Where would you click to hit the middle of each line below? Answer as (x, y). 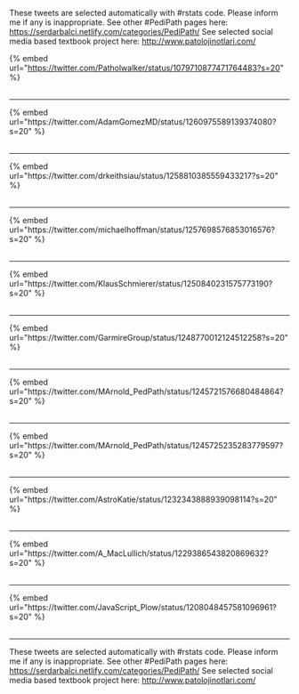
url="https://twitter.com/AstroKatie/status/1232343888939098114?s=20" (143, 499)
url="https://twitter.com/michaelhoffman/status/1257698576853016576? (142, 230)
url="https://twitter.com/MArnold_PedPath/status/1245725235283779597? (146, 445)
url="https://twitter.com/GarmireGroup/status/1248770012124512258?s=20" (149, 338)
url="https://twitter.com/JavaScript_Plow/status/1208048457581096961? (143, 607)
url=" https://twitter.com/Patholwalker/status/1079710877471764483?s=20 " (147, 68)
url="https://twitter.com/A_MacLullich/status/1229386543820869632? (139, 553)
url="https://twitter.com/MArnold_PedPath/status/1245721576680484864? (146, 391)
